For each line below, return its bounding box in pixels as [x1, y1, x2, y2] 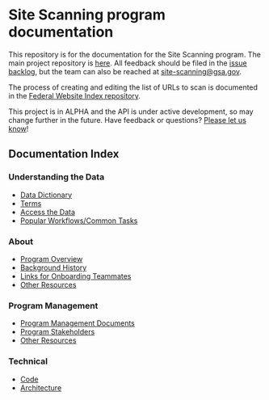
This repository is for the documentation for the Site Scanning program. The [8, 49, 261, 59]
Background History [19, 263, 87, 272]
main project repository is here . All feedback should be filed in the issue [8, 58, 248, 68]
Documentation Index [8, 147, 120, 161]
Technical [8, 356, 48, 367]
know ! [8, 124, 29, 133]
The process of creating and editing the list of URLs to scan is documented [8, 82, 258, 92]
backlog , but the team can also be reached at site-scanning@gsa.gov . [8, 66, 242, 76]
